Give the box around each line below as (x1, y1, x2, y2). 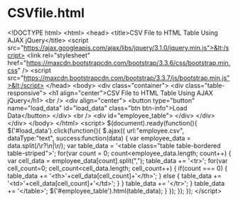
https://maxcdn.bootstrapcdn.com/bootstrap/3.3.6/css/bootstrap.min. (26, 58, 231, 67)
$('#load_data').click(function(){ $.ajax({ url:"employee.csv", (7, 126, 185, 135)
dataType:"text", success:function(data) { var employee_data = (7, 133, 192, 142)
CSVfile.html (7, 5, 85, 21)
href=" (7, 58, 27, 67)
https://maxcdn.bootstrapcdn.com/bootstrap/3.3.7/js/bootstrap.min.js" (23, 73, 230, 82)
